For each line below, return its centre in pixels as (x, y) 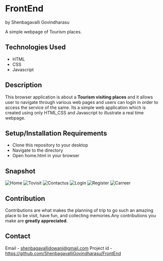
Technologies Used (35, 47)
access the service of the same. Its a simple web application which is (76, 107)
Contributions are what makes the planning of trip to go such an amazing (79, 210)
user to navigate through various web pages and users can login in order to (82, 102)
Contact (18, 236)
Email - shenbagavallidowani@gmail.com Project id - (59, 248)
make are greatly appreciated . (37, 221)
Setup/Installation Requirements (56, 133)
